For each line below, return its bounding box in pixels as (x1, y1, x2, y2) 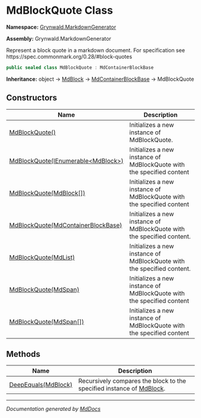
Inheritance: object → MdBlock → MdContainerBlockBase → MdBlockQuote (6, 75, 194, 83)
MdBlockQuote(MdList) (9, 253, 75, 261)
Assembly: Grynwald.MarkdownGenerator (6, 35, 112, 42)
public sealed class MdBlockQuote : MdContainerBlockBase (6, 64, 154, 71)
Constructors (6, 93, 57, 103)
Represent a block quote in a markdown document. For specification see (6, 46, 185, 54)
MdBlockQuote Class (6, 4, 114, 17)
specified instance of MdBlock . (78, 384, 166, 393)
